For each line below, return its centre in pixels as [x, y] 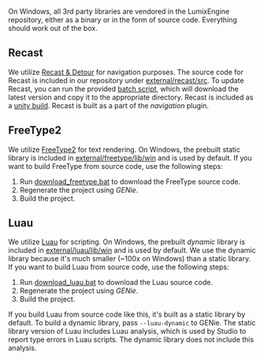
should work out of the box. [53, 28]
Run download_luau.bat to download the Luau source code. [116, 283]
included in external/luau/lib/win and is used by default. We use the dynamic [132, 250]
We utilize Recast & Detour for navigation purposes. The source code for [126, 72]
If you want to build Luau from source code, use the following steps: [119, 267]
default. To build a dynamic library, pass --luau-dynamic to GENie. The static [132, 323]
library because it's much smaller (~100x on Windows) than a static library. [129, 259]
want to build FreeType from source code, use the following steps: [115, 166]
